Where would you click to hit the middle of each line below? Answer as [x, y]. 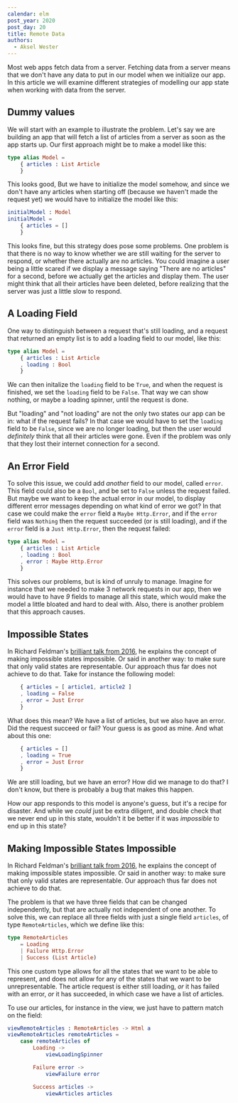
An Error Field [38, 466]
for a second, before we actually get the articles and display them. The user [118, 276]
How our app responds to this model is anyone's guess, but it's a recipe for [117, 804]
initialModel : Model [39, 213]
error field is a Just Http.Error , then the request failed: [89, 529]
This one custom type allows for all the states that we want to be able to [113, 971]
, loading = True [46, 755]
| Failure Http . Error [52, 951]
